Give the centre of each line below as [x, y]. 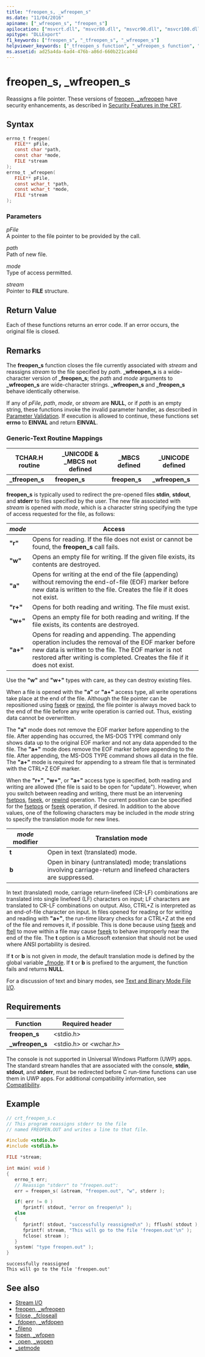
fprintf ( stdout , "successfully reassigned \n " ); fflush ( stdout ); [111, 1224]
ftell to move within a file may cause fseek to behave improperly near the [98, 931]
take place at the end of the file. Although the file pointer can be [87, 698]
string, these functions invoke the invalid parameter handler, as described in [102, 409]
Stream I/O [29, 1303]
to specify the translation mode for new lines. [63, 819]
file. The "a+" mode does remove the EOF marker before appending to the [100, 749]
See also [23, 1288]
